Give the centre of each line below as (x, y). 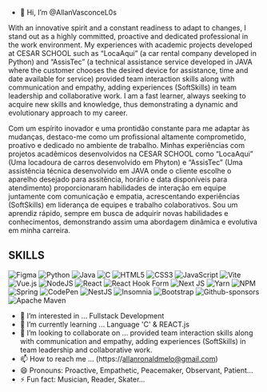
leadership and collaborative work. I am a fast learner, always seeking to (127, 96)
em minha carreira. (39, 230)
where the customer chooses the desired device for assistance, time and (128, 70)
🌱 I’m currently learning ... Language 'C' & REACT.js (105, 324)
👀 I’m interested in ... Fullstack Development (92, 315)
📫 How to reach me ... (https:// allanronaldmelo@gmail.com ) (119, 358)
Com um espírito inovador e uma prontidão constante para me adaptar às (129, 128)
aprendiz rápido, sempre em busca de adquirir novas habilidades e (118, 213)
